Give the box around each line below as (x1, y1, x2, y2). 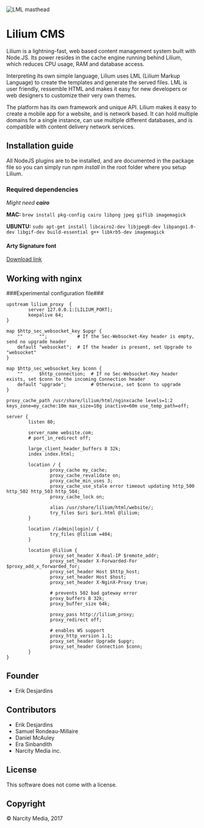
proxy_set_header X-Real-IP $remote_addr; (49, 553, 160, 559)
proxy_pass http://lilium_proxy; (49, 612, 135, 618)
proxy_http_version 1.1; (49, 633, 113, 639)
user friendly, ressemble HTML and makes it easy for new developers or (6, 85, 188, 92)
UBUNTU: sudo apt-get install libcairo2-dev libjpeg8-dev (6, 223, 161, 230)
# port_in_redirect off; (28, 435, 91, 441)
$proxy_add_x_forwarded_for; (6, 563, 80, 570)
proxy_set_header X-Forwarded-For (49, 558, 138, 565)
